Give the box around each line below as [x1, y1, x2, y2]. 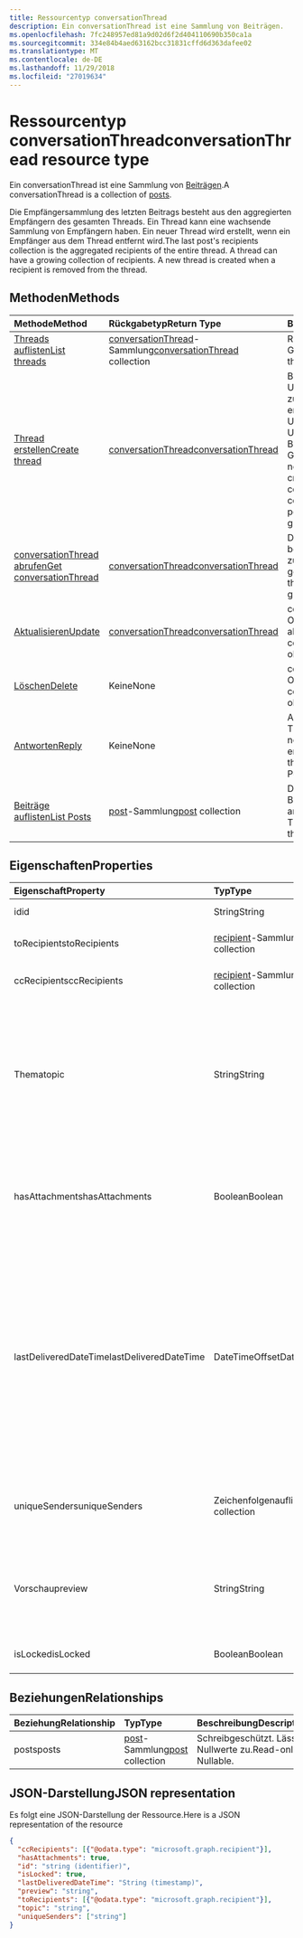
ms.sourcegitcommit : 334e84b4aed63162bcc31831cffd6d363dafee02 [9, 38, 252, 48]
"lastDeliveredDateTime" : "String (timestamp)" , [17, 1878, 204, 1887]
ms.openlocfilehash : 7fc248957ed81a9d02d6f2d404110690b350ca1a [9, 30, 252, 39]
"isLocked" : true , [17, 1870, 87, 1879]
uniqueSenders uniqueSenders [14, 1500, 143, 1512]
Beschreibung [197, 1717, 259, 1729]
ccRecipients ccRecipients [14, 974, 124, 987]
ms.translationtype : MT [9, 47, 99, 56]
